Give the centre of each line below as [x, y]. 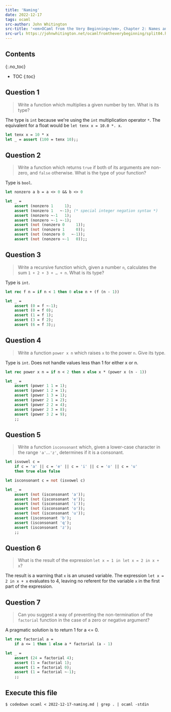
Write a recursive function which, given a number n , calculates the [87, 267]
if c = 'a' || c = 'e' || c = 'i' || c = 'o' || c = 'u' [76, 467]
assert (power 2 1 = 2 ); [41, 400]
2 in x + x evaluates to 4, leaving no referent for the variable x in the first [83, 581]
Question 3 [23, 255]
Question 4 [23, 341]
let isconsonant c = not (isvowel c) [45, 480]
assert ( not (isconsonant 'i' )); [50, 504]
